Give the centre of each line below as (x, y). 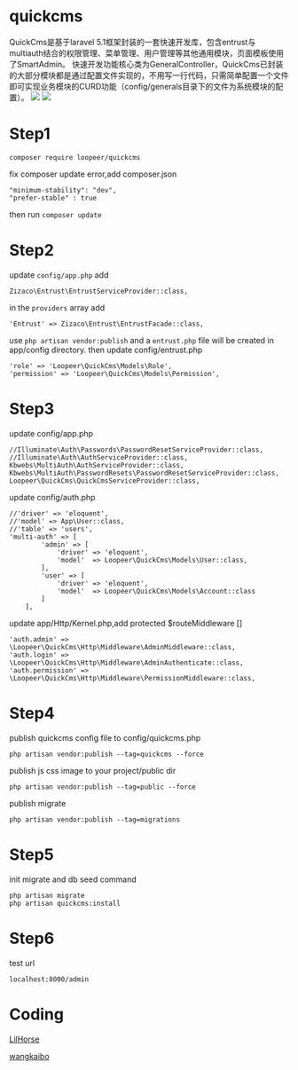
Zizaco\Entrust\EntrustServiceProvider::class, (99, 291)
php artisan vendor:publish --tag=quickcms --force (106, 754)
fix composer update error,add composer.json (93, 174)
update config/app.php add (59, 275)
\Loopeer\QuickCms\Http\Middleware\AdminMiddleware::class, (123, 647)
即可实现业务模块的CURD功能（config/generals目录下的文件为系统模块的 (142, 86)
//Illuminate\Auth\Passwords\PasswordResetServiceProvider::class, (137, 450)
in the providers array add (57, 307)
